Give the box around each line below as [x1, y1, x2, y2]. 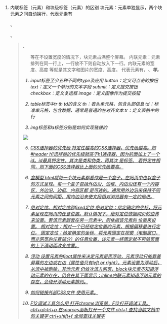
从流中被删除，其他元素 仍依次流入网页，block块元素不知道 [30, 266, 154, 272]
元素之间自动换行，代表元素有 [10, 11, 72, 17]
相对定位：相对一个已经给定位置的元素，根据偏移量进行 [40, 223, 156, 230]
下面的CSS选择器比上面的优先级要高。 [44, 164, 124, 170]
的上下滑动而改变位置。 [30, 243, 79, 248]
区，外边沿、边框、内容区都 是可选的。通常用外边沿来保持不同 [30, 187, 160, 193]
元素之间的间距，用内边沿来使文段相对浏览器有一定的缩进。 [30, 193, 155, 200]
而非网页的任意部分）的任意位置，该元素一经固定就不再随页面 [30, 236, 159, 242]
